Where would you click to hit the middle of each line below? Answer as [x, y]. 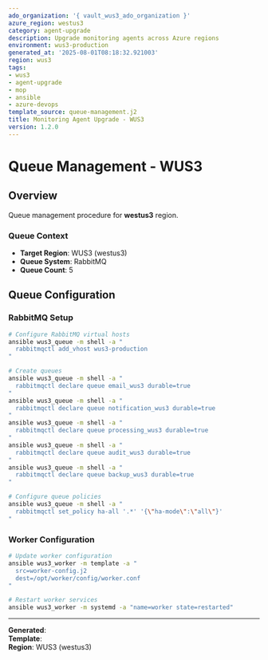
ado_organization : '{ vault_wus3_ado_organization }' [100, 16]
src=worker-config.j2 [51, 571]
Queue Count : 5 [46, 270]
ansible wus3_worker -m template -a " [73, 563]
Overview [33, 196]
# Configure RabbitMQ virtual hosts [69, 334]
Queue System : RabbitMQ [63, 262]
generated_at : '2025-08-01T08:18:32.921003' [83, 53]
